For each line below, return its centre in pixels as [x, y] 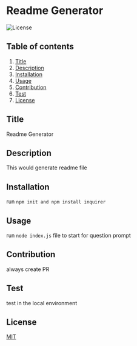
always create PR [28, 269]
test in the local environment [42, 303]
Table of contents [40, 47]
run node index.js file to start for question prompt [69, 235]
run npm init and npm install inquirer [56, 202]
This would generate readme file [47, 168]
